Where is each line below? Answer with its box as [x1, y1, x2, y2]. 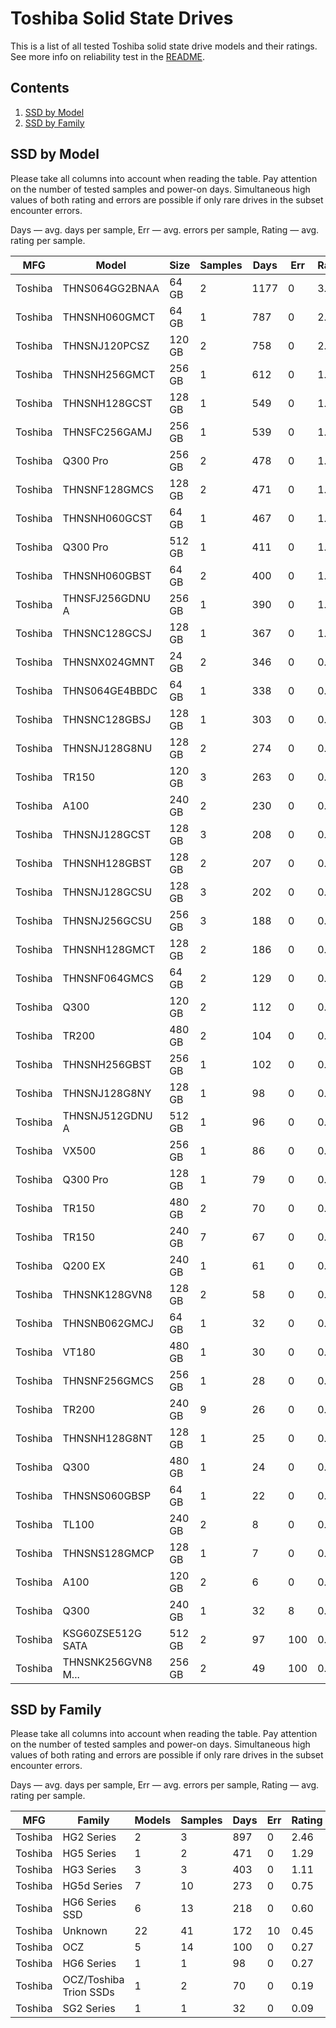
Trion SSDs [62, 1985, 115, 1999]
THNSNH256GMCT [62, 367, 156, 381]
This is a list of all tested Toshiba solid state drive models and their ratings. [10, 40, 318, 52]
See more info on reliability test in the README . [10, 50, 206, 62]
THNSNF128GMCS [62, 482, 154, 496]
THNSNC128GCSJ [62, 626, 152, 640]
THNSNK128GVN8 [62, 1287, 153, 1301]
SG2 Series [62, 2002, 116, 2016]
